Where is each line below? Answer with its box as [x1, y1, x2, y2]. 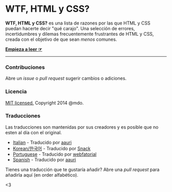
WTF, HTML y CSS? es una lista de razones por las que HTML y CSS [5, 20, 150, 26]
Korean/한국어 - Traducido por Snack [12, 145, 91, 151]
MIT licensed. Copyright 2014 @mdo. [5, 100, 84, 106]
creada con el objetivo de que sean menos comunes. [5, 36, 117, 42]
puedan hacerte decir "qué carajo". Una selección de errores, [5, 25, 135, 31]
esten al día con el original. [5, 129, 62, 135]
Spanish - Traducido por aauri [12, 156, 76, 162]
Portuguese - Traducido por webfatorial [12, 151, 97, 157]
